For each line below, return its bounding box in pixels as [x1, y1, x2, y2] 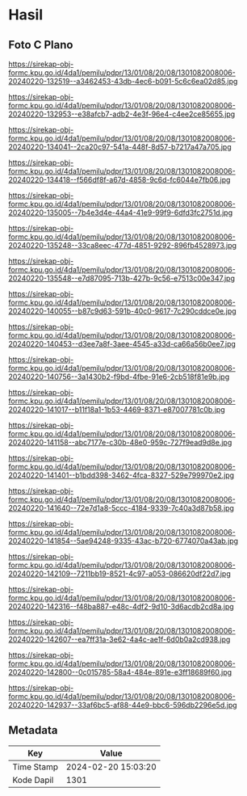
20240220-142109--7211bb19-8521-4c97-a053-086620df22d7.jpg [8, 569, 232, 579]
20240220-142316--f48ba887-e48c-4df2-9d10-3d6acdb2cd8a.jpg [8, 602, 234, 611]
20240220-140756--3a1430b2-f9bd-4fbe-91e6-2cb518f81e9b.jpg [8, 372, 230, 381]
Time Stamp [12, 761, 59, 773]
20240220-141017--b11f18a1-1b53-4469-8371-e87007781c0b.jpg [8, 405, 225, 414]
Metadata [8, 723, 58, 737]
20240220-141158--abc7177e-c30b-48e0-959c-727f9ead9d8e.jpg [8, 438, 232, 447]
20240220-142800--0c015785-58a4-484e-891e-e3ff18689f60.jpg [8, 668, 232, 676]
